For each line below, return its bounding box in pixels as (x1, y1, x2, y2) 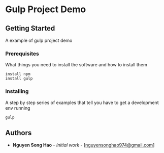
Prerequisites (5, 50, 39, 57)
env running (5, 105, 30, 111)
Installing (5, 88, 29, 95)
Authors (5, 129, 32, 137)
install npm (5, 71, 30, 77)
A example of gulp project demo (5, 37, 73, 43)
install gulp (5, 76, 33, 81)
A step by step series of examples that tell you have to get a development (5, 99, 159, 106)
